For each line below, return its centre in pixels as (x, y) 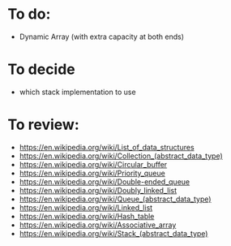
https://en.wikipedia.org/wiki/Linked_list (86, 207)
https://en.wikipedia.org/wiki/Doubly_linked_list (98, 190)
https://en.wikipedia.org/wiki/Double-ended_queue (105, 181)
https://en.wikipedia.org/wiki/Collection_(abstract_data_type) (121, 156)
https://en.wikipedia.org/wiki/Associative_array (98, 225)
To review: (44, 125)
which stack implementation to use (77, 92)
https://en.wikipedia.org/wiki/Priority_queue (92, 173)
